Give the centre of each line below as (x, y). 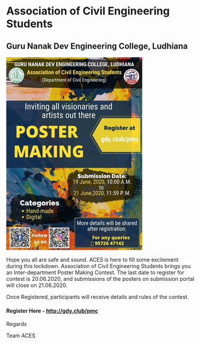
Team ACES (21, 336)
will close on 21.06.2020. (37, 285)
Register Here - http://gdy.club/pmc (52, 310)
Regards (17, 324)
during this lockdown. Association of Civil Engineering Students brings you (98, 266)
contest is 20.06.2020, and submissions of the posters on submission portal (100, 279)
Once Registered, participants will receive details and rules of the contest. (98, 297)
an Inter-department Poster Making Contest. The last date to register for (95, 272)
